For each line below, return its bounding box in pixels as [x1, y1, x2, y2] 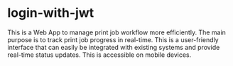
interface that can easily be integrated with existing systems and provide [7, 43, 220, 51]
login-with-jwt [7, 5, 94, 21]
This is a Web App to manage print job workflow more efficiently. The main [7, 28, 226, 37]
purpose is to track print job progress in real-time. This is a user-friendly [7, 35, 219, 44]
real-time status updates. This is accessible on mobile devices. [7, 51, 192, 59]
